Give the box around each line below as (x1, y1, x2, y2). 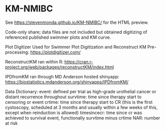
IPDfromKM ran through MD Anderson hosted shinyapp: (5, 73, 120, 79)
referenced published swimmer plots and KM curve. (5, 34, 111, 40)
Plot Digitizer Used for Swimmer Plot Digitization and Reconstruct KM (5, 44, 147, 50)
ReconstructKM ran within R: (5, 59, 63, 65)
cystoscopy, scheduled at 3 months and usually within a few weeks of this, (5, 104, 158, 110)
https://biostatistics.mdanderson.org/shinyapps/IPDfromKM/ (5, 79, 129, 85)
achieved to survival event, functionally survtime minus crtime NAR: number (5, 115, 161, 121)
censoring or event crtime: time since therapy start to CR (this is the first (5, 99, 153, 105)
